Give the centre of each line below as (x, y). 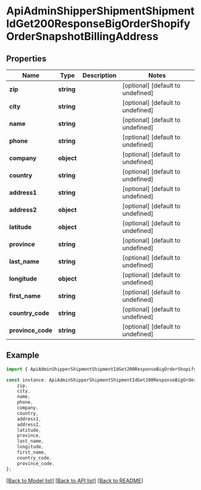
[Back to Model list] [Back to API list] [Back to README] (75, 480)
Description (100, 75)
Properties (26, 58)
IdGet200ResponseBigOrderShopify (98, 24)
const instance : (26, 380)
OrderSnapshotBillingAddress (82, 37)
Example (23, 356)
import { (17, 369)
